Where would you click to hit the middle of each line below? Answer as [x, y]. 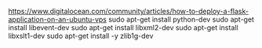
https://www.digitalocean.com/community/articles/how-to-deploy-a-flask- [129, 11]
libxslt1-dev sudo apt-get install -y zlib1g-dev [81, 36]
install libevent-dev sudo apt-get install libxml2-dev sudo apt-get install [123, 27]
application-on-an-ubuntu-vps [58, 19]
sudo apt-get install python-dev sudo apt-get [182, 19]
